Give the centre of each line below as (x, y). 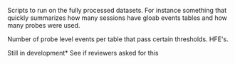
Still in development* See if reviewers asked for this (83, 53)
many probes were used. (44, 25)
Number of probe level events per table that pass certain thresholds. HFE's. (118, 39)
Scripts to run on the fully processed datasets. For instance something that (117, 10)
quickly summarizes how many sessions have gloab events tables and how (117, 18)
